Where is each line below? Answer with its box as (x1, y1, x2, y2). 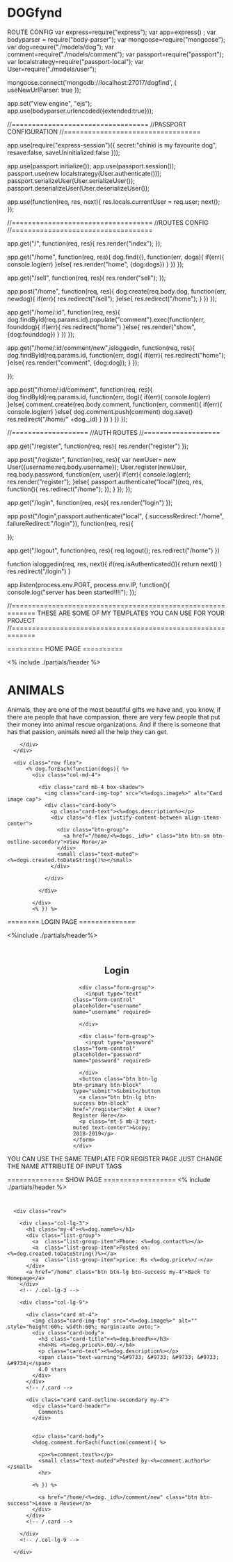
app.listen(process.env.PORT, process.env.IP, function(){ (7, 580, 170, 589)
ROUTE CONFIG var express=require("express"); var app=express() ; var (7, 28, 216, 36)
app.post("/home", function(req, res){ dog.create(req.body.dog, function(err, (7, 287, 227, 295)
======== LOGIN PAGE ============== (7, 917, 136, 926)
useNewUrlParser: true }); (7, 86, 81, 94)
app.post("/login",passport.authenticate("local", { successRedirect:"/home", (7, 511, 224, 520)
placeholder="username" (72, 1002, 142, 1010)
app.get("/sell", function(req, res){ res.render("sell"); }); (7, 273, 166, 282)
